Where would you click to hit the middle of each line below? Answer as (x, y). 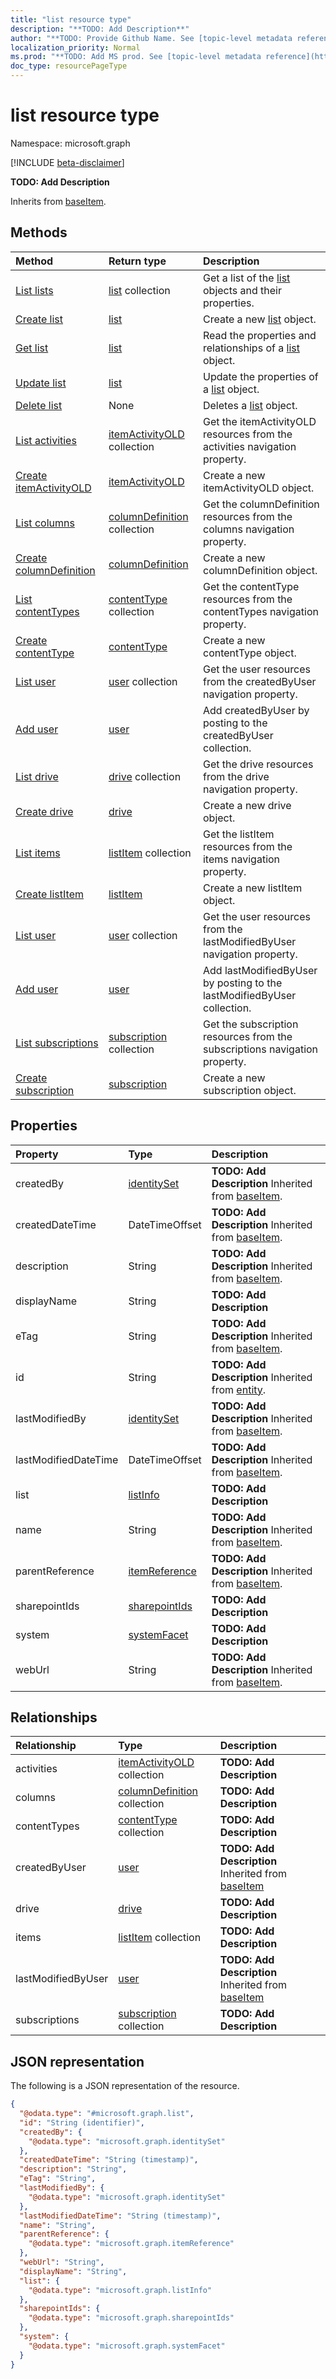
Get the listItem (238, 834)
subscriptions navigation (260, 1049)
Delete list (39, 405)
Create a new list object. (259, 319)
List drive (37, 776)
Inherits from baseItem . (58, 201)
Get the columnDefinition (261, 504)
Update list (41, 383)
